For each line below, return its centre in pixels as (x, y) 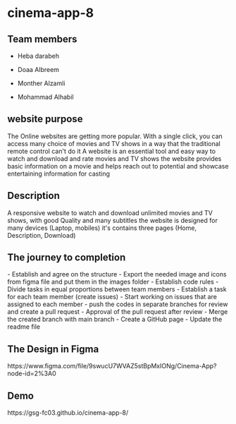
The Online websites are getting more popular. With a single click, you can (115, 136)
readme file (24, 327)
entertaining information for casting (59, 174)
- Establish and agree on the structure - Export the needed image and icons (117, 274)
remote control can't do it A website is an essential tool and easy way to (112, 151)
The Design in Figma (53, 349)
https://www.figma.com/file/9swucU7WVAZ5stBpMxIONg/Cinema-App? (112, 366)
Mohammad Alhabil (45, 97)
